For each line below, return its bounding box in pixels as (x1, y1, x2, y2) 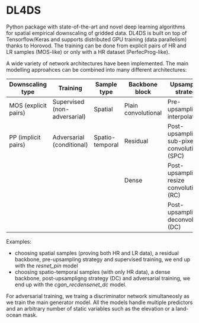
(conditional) (52, 140, 88, 149)
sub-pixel (167, 137, 195, 145)
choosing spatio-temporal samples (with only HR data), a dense (14, 268, 171, 276)
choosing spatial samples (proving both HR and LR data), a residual (14, 250, 179, 257)
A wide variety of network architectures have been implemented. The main (6, 60, 188, 67)
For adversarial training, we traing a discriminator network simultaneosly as (6, 292, 190, 299)
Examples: (6, 238, 31, 245)
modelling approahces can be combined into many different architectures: (6, 66, 187, 73)
